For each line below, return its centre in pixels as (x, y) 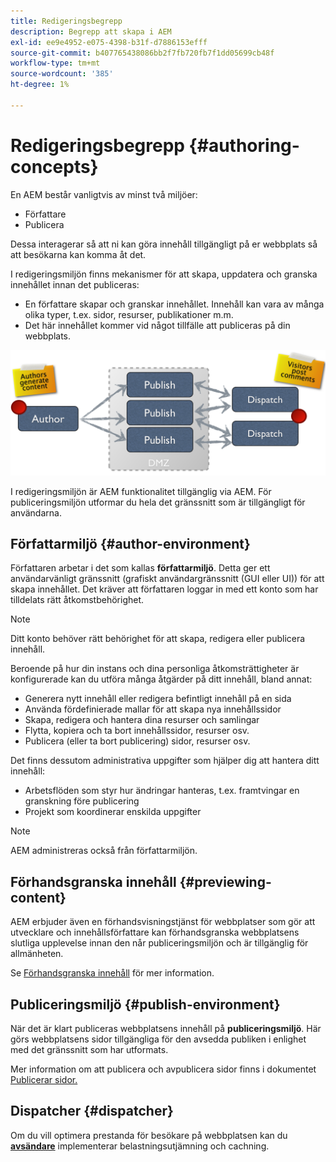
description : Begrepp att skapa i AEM (91, 31)
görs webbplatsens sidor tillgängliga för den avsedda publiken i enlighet (158, 1039)
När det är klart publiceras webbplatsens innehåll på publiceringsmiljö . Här (166, 1028)
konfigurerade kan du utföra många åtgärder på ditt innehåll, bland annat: (161, 679)
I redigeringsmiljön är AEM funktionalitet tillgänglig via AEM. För (141, 491)
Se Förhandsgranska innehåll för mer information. (112, 973)
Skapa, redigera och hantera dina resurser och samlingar (142, 720)
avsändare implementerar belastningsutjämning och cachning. (140, 1146)
